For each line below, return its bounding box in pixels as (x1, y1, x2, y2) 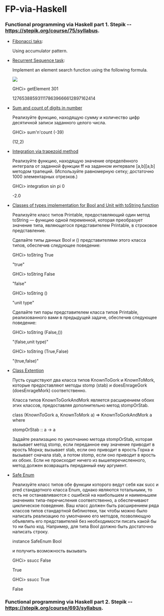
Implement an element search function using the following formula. (12, 67, 148, 73)
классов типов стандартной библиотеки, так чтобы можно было (12, 508, 148, 514)
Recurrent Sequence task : (12, 58, 65, 64)
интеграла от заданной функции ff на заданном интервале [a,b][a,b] (12, 163, 155, 169)
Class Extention (12, 367, 44, 373)
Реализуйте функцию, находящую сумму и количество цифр (12, 114, 140, 120)
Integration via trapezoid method (12, 148, 79, 154)
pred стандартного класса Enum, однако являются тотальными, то (12, 487, 153, 493)
